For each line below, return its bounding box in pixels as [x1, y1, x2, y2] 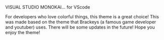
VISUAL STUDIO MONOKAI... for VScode [5, 4, 90, 10]
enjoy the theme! [5, 30, 40, 35]
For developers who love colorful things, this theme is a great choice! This [5, 14, 159, 19]
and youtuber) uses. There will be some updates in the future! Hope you [5, 24, 155, 30]
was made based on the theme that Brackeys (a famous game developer [5, 19, 156, 25]
